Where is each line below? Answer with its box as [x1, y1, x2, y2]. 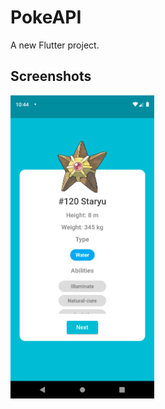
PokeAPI [10, 6, 82, 29]
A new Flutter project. [10, 39, 100, 51]
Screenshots [10, 68, 92, 85]
